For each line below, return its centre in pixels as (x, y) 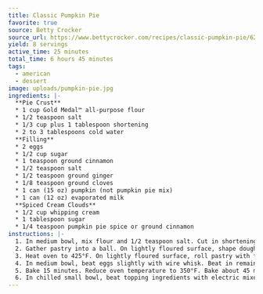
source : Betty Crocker (45, 30)
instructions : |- (36, 234)
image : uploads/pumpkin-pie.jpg (61, 88)
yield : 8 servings (38, 45)
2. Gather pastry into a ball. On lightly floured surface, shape (126, 249)
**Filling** (35, 139)
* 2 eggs (29, 147)
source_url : (27, 37)
